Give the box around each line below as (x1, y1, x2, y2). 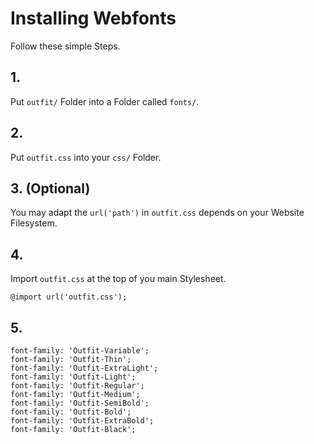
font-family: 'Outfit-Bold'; (10, 407, 132, 417)
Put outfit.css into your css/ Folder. (10, 151, 162, 163)
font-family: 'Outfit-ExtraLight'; (10, 363, 159, 373)
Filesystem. (10, 217, 58, 229)
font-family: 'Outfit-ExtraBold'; (10, 416, 155, 426)
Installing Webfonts (10, 7, 177, 30)
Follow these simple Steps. (10, 40, 121, 52)
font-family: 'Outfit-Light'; (10, 372, 137, 382)
